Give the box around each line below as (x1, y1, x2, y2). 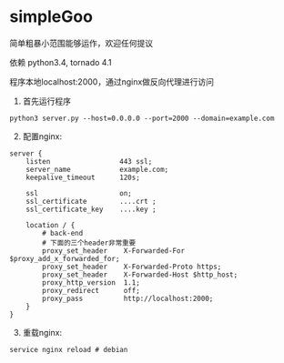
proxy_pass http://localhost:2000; (42, 294, 214, 303)
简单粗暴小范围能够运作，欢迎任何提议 (9, 37, 153, 48)
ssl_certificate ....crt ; (25, 197, 157, 206)
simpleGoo (9, 6, 94, 27)
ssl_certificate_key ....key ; (25, 205, 157, 214)
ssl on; (25, 188, 132, 197)
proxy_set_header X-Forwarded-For (42, 246, 185, 256)
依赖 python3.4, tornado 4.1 (9, 56, 112, 67)
